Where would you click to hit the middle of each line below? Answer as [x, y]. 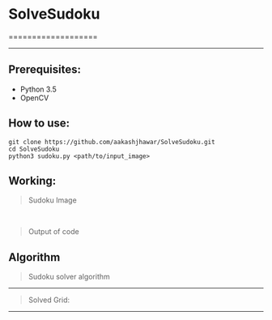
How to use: [39, 124]
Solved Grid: [49, 300]
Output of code [53, 232]
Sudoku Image [52, 200]
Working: [32, 180]
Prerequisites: [45, 70]
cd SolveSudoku [34, 149]
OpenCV [34, 97]
